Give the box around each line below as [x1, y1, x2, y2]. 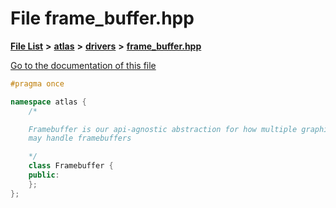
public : [28, 170, 60, 181]
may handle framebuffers [28, 133, 132, 144]
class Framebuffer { [28, 161, 114, 171]
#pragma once [10, 78, 65, 89]
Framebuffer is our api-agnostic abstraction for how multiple [28, 124, 298, 134]
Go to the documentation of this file [10, 59, 157, 71]
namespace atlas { [10, 97, 87, 107]
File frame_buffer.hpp [10, 7, 195, 30]
